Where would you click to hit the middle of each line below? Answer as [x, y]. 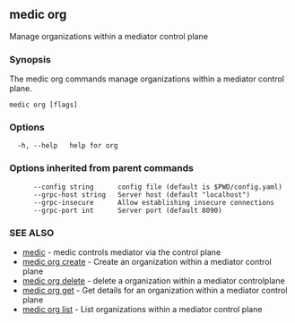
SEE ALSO [32, 233]
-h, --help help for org [68, 146]
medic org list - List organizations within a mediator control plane [142, 309]
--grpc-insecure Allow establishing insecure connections [154, 202]
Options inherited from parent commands [102, 168]
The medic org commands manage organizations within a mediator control [147, 79]
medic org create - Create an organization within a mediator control [147, 262]
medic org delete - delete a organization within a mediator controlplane [153, 280]
